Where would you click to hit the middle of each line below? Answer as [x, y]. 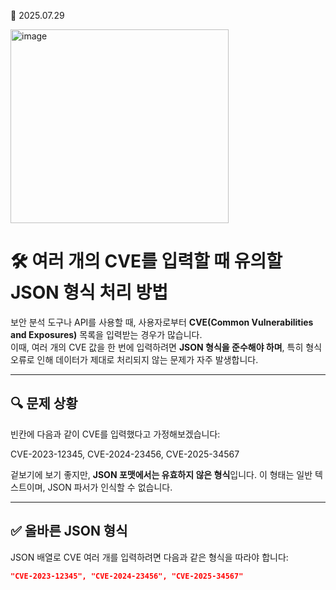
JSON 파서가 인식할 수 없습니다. [110, 487]
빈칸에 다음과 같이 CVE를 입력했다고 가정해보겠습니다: [115, 434]
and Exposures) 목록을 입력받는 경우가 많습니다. [106, 334]
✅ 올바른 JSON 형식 [69, 531]
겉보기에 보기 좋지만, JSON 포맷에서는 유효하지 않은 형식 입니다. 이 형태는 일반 [161, 474]
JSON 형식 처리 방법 [89, 292]
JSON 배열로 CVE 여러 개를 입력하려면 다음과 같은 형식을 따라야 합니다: [149, 557]
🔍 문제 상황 [44, 403]
